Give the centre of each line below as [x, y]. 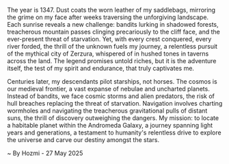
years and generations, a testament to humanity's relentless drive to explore [114, 132]
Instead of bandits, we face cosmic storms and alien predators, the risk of [111, 96]
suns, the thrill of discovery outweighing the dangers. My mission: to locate [113, 118]
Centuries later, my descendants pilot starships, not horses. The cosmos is [112, 81]
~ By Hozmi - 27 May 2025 [45, 153]
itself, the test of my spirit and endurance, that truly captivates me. [101, 68]
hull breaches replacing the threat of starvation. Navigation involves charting [115, 103]
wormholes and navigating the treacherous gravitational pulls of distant [107, 110]
